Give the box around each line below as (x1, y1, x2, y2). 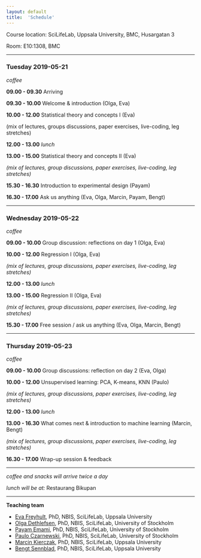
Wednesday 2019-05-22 (6, 214, 80, 222)
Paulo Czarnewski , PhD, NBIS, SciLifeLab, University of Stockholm (14, 532, 178, 539)
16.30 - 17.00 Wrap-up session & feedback (6, 456, 112, 463)
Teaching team (6, 502, 44, 509)
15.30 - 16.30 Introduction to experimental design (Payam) (6, 182, 151, 189)
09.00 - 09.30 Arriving (6, 88, 63, 95)
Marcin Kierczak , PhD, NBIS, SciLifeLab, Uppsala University (14, 539, 162, 546)
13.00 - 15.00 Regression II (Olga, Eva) (6, 292, 102, 299)
